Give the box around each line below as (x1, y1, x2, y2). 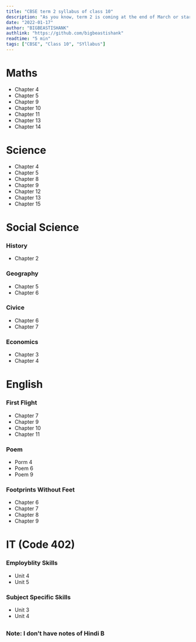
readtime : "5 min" (6, 36, 51, 42)
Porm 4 (14, 458, 33, 465)
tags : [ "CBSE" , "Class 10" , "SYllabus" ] (6, 42, 106, 47)
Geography (6, 270, 39, 278)
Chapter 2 (14, 255, 39, 262)
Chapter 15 (14, 200, 41, 207)
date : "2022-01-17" (6, 19, 54, 25)
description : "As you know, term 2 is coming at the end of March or (6, 14, 179, 20)
